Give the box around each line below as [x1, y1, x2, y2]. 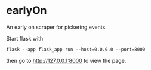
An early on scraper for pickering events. [6, 23, 107, 31]
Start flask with [6, 35, 44, 42]
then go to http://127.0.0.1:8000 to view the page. [6, 57, 127, 64]
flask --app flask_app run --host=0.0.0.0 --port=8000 [6, 46, 146, 53]
